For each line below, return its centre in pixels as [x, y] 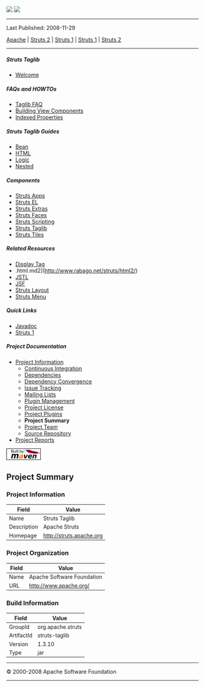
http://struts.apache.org [73, 535]
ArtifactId [20, 636]
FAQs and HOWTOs [31, 89]
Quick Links [22, 310]
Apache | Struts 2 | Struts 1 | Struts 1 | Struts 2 [64, 39]
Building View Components [49, 111]
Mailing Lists [40, 394]
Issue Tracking [43, 388]
